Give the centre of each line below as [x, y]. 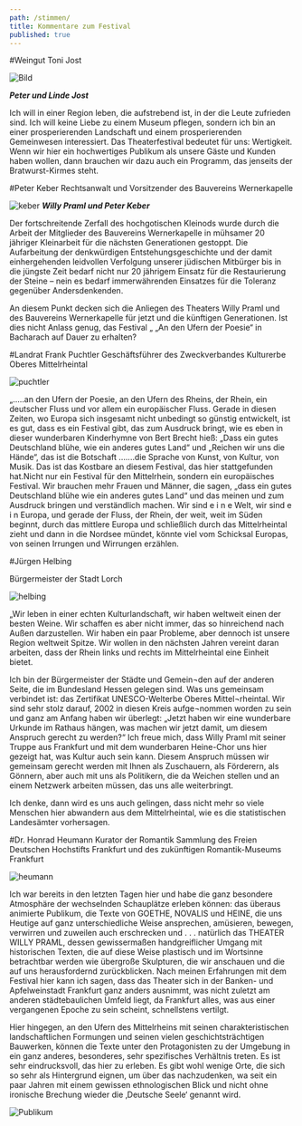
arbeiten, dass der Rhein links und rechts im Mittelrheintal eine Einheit [139, 652]
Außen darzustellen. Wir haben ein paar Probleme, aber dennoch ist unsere [150, 633]
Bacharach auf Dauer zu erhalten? [73, 337]
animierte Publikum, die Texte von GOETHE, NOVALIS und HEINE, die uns [146, 914]
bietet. [21, 662]
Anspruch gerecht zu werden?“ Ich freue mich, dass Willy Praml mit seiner [148, 737]
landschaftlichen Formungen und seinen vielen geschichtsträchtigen [137, 1037]
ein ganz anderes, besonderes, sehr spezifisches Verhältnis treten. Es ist [145, 1056]
